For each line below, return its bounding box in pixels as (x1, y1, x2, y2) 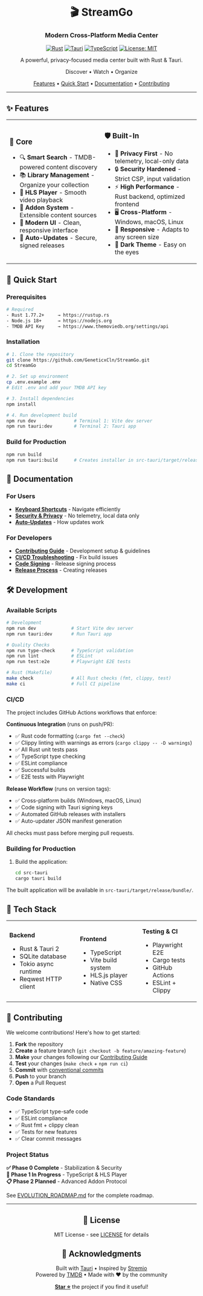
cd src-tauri (14, 870, 48, 876)
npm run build (6, 452, 42, 458)
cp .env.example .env (6, 379, 61, 385)
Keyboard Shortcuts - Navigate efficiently (14, 506, 121, 513)
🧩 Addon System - (19, 204, 74, 212)
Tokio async (19, 959, 54, 968)
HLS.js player (90, 971, 128, 979)
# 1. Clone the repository (6, 351, 74, 357)
